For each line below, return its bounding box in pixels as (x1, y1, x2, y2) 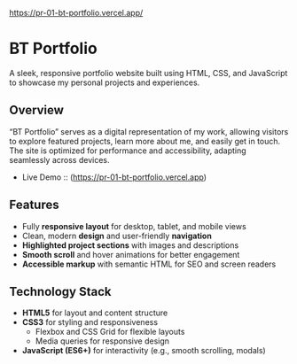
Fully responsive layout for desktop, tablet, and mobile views (21, 221, 246, 231)
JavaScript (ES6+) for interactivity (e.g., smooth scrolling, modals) (21, 345, 266, 356)
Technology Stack (9, 283, 112, 299)
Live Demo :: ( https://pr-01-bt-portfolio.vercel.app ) (21, 172, 207, 182)
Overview (9, 103, 65, 118)
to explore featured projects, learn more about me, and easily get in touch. (9, 136, 281, 146)
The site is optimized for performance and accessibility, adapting (9, 145, 246, 156)
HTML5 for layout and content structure (21, 307, 168, 318)
